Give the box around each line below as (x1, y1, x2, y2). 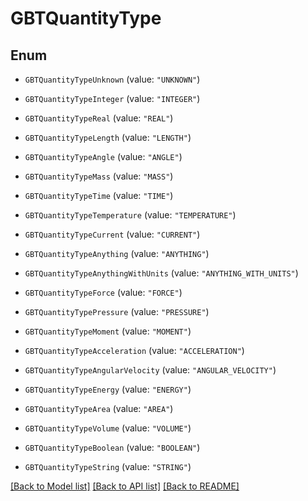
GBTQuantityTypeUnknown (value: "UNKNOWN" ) (24, 73, 201, 85)
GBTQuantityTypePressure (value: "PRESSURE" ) (24, 306, 210, 317)
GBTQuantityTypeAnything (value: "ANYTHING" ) (24, 248, 210, 259)
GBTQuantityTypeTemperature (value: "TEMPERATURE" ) (24, 209, 237, 221)
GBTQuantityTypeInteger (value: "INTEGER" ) (24, 93, 201, 104)
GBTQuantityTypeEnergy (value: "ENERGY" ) (24, 383, 192, 395)
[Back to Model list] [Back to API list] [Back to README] (10, 480, 240, 492)
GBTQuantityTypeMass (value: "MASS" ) (24, 170, 174, 182)
